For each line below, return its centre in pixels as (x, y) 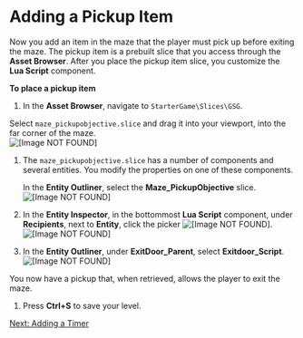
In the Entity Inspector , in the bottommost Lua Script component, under (157, 214)
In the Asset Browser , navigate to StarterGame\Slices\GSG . (132, 105)
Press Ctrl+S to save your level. (82, 305)
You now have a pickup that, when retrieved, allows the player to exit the (145, 278)
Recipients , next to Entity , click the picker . (147, 224)
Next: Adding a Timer (49, 323)
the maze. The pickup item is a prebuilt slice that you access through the (145, 51)
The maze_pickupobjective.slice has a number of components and (148, 159)
